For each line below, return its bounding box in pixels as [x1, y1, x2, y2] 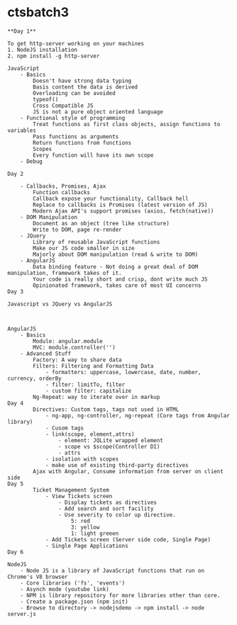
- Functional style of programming [20, 114, 126, 121]
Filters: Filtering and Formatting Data [33, 362, 154, 369]
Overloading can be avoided [33, 89, 116, 96]
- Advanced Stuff [20, 350, 72, 357]
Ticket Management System [33, 486, 110, 493]
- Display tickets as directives [57, 499, 158, 506]
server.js [7, 610, 37, 617]
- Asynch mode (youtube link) [20, 585, 110, 592]
